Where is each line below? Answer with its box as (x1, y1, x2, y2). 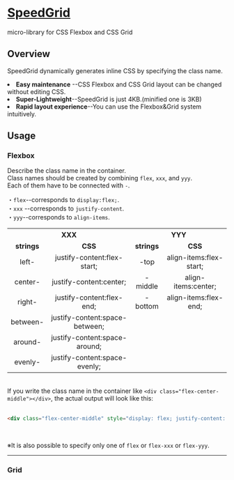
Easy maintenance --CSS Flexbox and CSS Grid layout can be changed (16, 80, 222, 88)
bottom (135, 302, 159, 311)
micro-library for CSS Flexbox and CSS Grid (7, 28, 133, 36)
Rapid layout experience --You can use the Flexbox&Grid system (16, 102, 202, 111)
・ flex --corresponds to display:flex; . (7, 196, 120, 204)
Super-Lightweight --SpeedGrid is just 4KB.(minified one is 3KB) (16, 95, 202, 103)
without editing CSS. (7, 87, 66, 95)
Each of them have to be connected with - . (7, 181, 130, 189)
